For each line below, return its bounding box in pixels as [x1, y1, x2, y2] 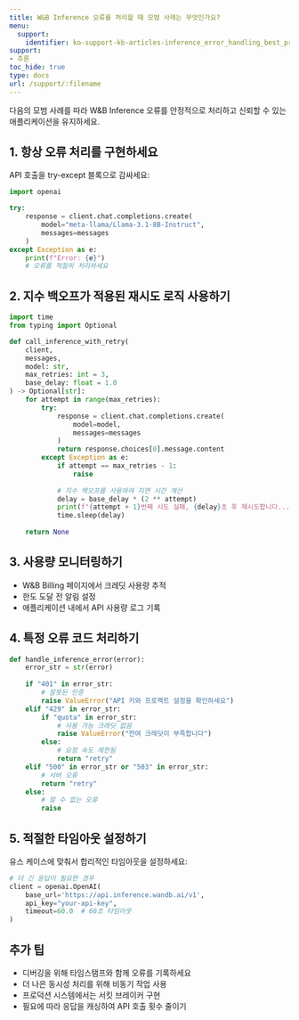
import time [9, 313, 53, 322]
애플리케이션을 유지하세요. [9, 116, 101, 126]
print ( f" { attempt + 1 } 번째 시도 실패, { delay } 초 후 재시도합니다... [56, 502, 291, 512]
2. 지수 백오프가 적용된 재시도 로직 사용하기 [9, 289, 231, 304]
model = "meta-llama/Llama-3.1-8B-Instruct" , [41, 220, 205, 230]
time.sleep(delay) [56, 511, 125, 520]
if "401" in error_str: [25, 680, 114, 689]
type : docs [9, 71, 50, 80]
